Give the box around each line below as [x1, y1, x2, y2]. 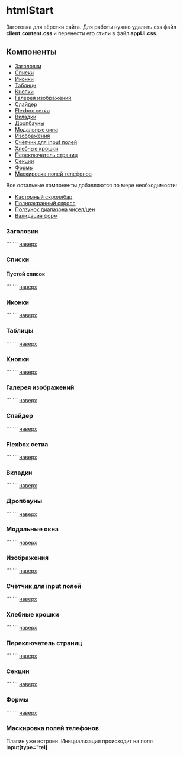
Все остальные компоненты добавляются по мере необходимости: [6, 182, 178, 189]
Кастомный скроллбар [14, 193, 73, 200]
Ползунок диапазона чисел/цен [14, 206, 95, 213]
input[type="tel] [6, 743, 48, 750]
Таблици [14, 82, 37, 89]
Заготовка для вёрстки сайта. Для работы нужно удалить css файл [6, 23, 176, 30]
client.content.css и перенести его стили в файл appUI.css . [6, 29, 158, 36]
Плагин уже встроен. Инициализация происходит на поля [6, 737, 153, 745]
